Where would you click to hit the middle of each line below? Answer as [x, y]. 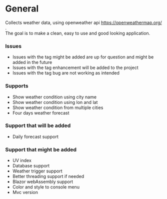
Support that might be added [41, 149]
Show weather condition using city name [54, 97]
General [22, 9]
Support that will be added [38, 125]
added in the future [32, 62]
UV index [22, 160]
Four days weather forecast [41, 112]
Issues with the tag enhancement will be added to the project [75, 67]
